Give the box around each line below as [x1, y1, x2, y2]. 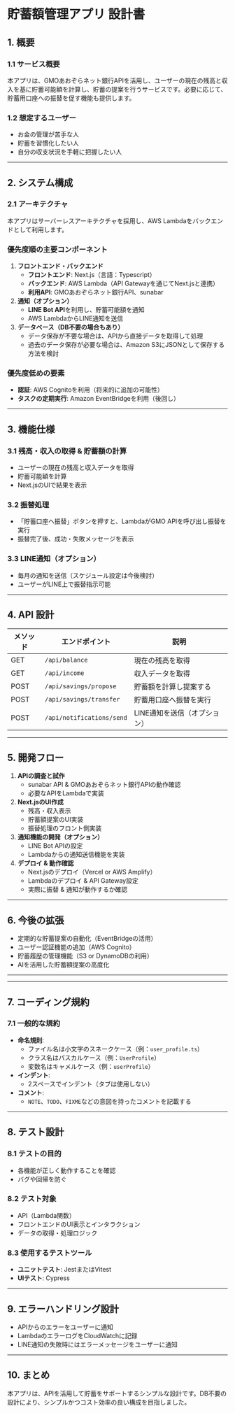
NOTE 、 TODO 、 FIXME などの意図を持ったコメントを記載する [27, 1097, 192, 1105]
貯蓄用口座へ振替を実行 [134, 695, 211, 704]
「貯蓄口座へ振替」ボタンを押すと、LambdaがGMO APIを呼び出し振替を [17, 517, 227, 525]
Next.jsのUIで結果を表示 [17, 481, 87, 490]
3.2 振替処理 [7, 500, 50, 510]
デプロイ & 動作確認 [17, 859, 74, 867]
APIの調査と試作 [17, 772, 65, 780]
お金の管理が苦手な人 [17, 130, 79, 139]
